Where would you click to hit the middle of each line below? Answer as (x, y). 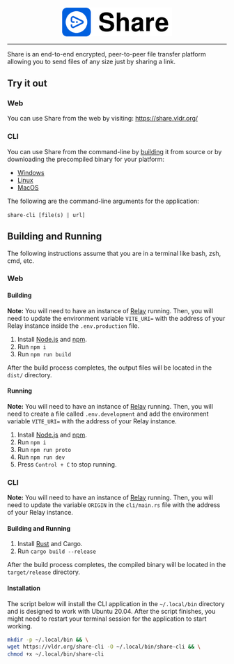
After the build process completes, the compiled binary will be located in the (117, 565)
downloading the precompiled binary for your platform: (86, 159)
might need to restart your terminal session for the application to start (107, 619)
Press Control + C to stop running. (67, 464)
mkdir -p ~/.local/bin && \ (48, 640)
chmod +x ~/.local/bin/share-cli (56, 654)
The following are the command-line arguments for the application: (103, 201)
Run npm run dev (41, 457)
